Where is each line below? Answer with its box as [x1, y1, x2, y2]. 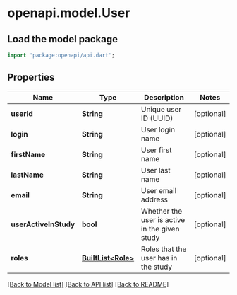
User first [140, 145, 172, 155]
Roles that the [140, 244, 187, 254]
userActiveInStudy [11, 219, 75, 229]
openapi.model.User [7, 5, 130, 21]
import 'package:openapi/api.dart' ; [7, 52, 115, 59]
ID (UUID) [140, 113, 174, 123]
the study [140, 262, 173, 272]
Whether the [140, 206, 183, 216]
